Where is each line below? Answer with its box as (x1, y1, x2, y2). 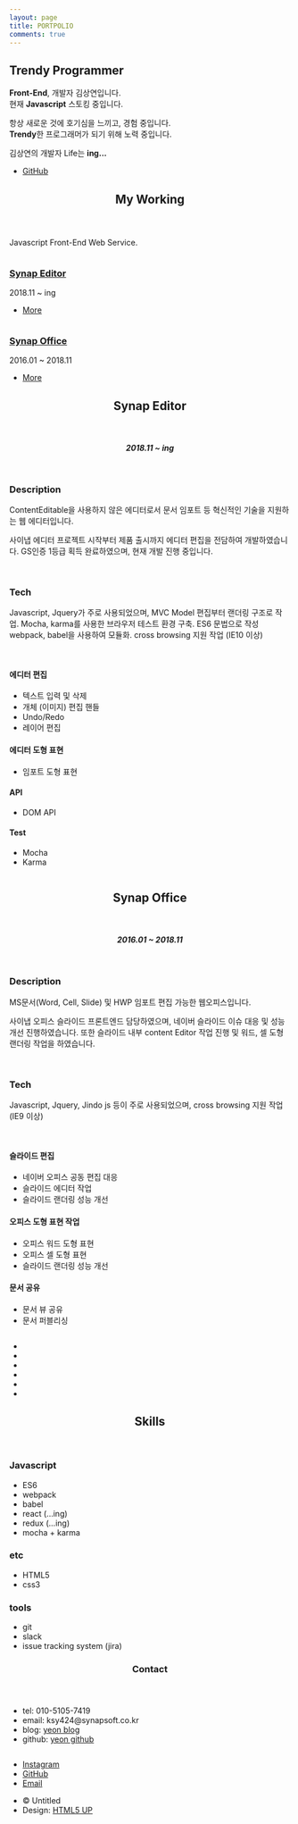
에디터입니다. (28, 515, 74, 526)
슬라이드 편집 (9, 1150, 55, 1161)
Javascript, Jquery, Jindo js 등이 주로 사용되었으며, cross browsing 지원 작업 (9, 1100, 284, 1110)
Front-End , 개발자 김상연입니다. (9, 88, 121, 98)
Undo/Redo (21, 712, 65, 723)
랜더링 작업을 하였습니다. (9, 1038, 95, 1049)
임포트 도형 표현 (21, 766, 78, 777)
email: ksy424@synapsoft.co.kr (21, 1715, 140, 1726)
